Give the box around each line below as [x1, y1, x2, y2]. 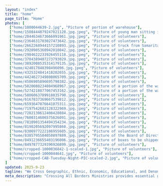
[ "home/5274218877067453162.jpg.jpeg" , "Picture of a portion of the [9, 88, 153, 93]
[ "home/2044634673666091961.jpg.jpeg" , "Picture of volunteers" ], [9, 34, 147, 39]
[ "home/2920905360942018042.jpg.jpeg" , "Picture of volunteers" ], [9, 47, 147, 52]
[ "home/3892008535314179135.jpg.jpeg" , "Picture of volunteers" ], [9, 61, 147, 66]
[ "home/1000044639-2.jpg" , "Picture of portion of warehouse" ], [9, 25, 142, 30]
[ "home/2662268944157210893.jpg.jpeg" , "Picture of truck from [9, 43, 140, 48]
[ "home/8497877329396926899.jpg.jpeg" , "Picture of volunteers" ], [9, 142, 147, 147]
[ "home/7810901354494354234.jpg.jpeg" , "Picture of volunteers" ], [9, 120, 147, 124]
